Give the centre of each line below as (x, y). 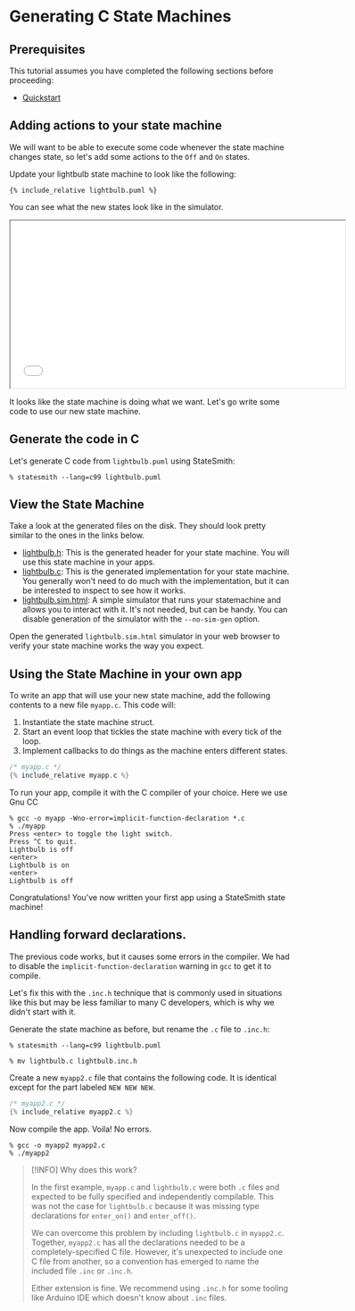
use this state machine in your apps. (89, 562)
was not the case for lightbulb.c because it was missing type (145, 1206)
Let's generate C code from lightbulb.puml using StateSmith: (122, 461)
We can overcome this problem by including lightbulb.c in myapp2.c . (157, 1232)
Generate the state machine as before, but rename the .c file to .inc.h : (140, 1029)
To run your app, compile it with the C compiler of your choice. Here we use (149, 793)
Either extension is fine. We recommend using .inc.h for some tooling (159, 1288)
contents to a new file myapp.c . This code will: (93, 705)
